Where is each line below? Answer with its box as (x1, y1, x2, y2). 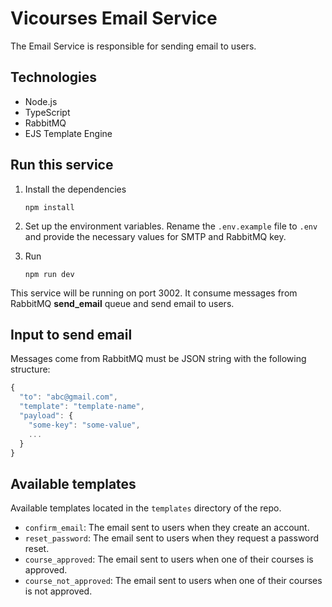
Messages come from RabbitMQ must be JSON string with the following (10, 353, 307, 365)
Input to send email (10, 326, 133, 343)
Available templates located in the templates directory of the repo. (10, 502, 282, 514)
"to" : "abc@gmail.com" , (19, 392, 118, 402)
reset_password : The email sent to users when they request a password (24, 532, 320, 544)
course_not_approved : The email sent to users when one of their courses (24, 575, 323, 587)
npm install (24, 202, 75, 212)
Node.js (24, 95, 58, 107)
